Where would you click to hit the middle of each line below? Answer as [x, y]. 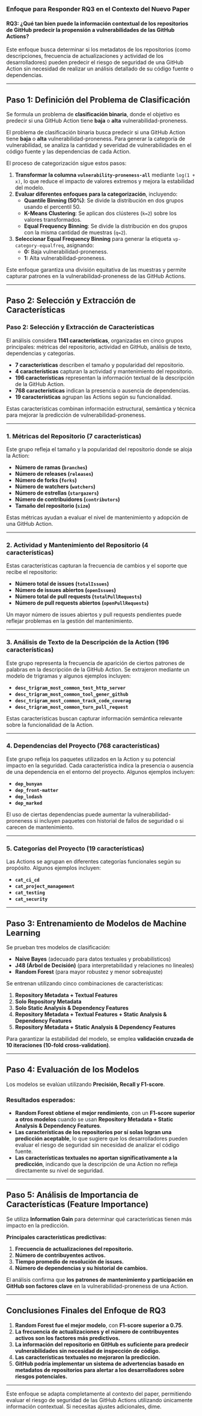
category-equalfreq [39, 246]
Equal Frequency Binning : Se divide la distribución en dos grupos [106, 226]
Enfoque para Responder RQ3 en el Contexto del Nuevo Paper [98, 9]
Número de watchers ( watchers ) [55, 486]
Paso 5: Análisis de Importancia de [72, 1195]
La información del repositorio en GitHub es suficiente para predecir [102, 1344]
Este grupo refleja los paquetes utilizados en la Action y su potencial [91, 759]
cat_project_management [45, 887]
